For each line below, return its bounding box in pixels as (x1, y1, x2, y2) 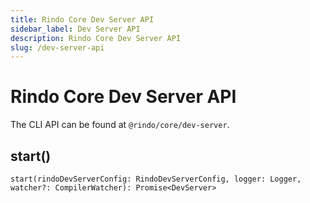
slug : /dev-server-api (10, 42, 105, 53)
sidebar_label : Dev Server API (10, 24, 141, 34)
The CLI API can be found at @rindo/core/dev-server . (10, 119, 230, 131)
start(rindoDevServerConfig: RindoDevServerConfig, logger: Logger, (10, 174, 302, 184)
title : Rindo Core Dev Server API (10, 14, 155, 25)
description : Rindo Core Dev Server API (10, 33, 182, 43)
